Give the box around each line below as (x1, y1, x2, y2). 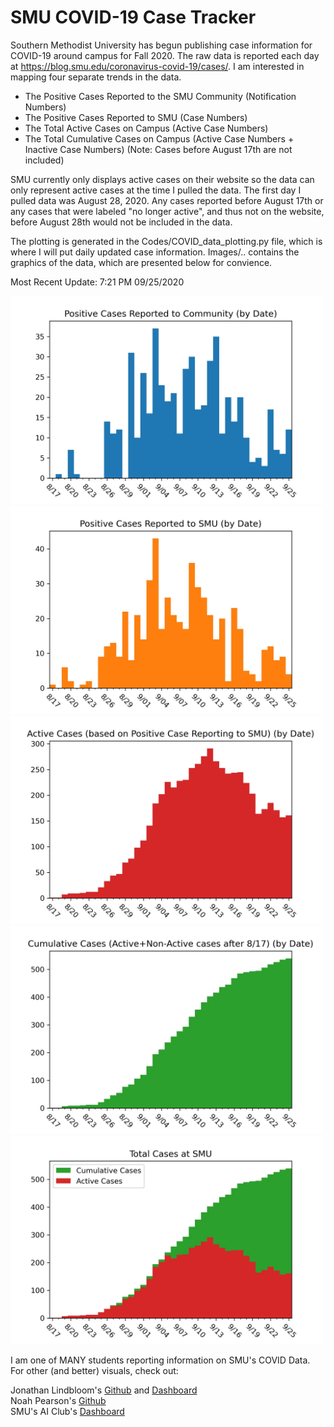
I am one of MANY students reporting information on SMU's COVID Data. (10, 1354, 311, 1366)
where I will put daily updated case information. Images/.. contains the (10, 246, 300, 258)
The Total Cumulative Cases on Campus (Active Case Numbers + (24, 132, 295, 145)
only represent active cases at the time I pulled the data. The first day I (10, 184, 302, 196)
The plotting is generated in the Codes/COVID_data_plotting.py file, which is (10, 235, 323, 247)
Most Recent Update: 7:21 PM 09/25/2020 (10, 276, 185, 288)
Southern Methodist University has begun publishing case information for (10, 39, 313, 51)
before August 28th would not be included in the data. (10, 216, 233, 228)
